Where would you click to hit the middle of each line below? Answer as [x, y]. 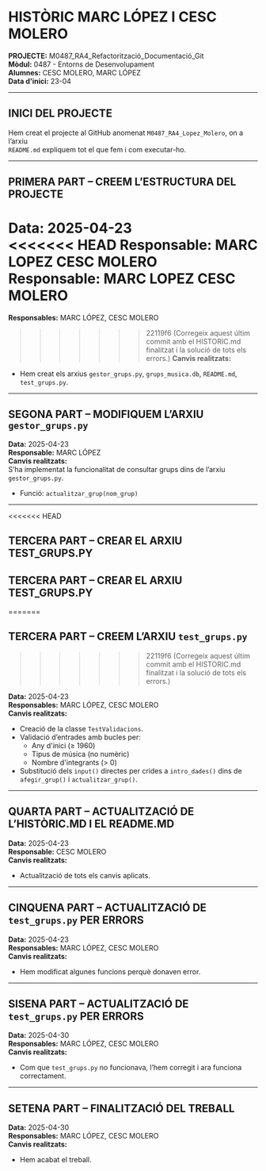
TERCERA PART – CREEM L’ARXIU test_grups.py [128, 637]
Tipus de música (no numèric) [80, 754]
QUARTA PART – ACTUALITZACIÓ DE [101, 812]
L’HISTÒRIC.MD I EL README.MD [91, 824]
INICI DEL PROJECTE [60, 114]
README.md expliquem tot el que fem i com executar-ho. [97, 149]
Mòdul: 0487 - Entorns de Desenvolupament [82, 64]
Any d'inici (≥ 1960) [63, 745]
